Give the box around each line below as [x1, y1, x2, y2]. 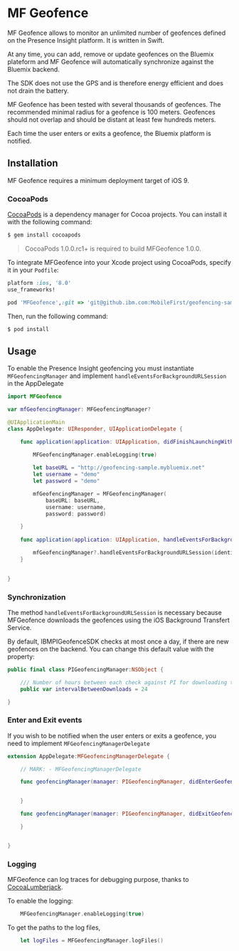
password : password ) [45, 510, 107, 517]
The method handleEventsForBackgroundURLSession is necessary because [7, 608, 222, 616]
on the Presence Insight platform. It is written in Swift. [7, 36, 165, 44]
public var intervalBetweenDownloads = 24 [20, 685, 148, 693]
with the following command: [7, 218, 92, 226]
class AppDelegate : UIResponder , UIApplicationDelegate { [7, 425, 183, 432]
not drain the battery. [7, 86, 69, 95]
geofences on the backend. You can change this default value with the [7, 644, 215, 653]
